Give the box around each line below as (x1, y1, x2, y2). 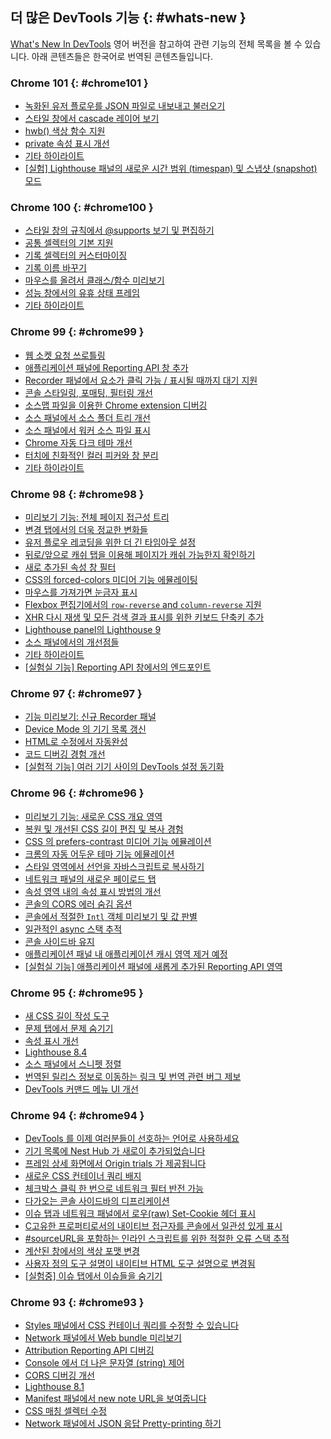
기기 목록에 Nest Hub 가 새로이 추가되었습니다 (24, 1145, 206, 1157)
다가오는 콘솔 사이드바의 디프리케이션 (24, 1195, 170, 1207)
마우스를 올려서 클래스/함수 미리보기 (24, 274, 165, 287)
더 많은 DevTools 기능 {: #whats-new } (10, 9, 247, 27)
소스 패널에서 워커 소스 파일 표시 (24, 424, 151, 436)
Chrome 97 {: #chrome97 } (10, 686, 143, 700)
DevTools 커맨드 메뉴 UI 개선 (24, 1083, 139, 1095)
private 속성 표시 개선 (24, 138, 110, 150)
